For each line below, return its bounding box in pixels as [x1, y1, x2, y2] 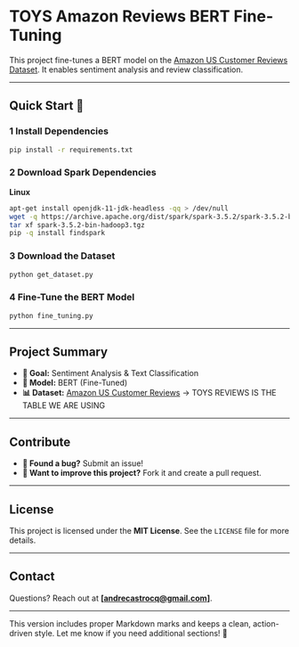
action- [252, 618, 279, 629]
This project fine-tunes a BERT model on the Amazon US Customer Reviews [9, 54, 288, 65]
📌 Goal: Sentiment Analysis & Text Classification [21, 368, 198, 379]
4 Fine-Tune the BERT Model [9, 291, 135, 304]
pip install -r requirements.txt [9, 145, 133, 154]
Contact [9, 569, 55, 585]
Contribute [9, 434, 71, 449]
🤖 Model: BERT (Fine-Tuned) [21, 377, 128, 389]
